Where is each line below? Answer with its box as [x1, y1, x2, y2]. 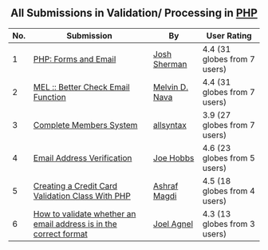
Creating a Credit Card [33, 180, 118, 191]
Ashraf [152, 180, 179, 191]
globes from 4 [202, 185, 255, 196]
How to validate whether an [33, 208, 136, 219]
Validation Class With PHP [33, 190, 132, 201]
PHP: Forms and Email [33, 54, 116, 65]
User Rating [206, 30, 253, 41]
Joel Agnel [152, 218, 194, 229]
